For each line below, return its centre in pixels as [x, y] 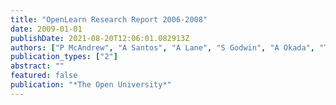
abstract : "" [37, 66]
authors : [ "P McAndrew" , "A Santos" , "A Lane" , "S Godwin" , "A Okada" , [162, 47]
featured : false [44, 76]
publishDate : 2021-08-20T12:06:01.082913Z [100, 38]
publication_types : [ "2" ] [64, 57]
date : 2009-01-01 [46, 29]
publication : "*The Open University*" [91, 85]
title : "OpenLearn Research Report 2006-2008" [109, 19]
